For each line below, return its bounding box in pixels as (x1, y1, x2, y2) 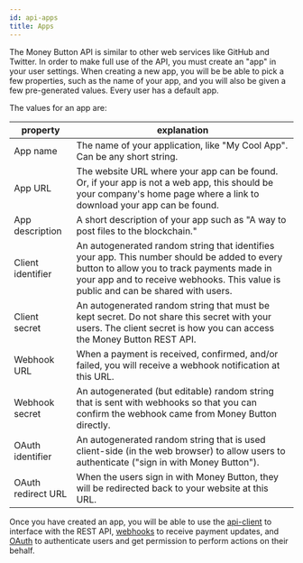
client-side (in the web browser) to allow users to (76, 444, 286, 457)
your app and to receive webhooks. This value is (76, 272, 281, 285)
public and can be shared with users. (76, 284, 233, 297)
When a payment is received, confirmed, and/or (76, 347, 279, 360)
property (21, 124, 60, 136)
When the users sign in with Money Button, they (76, 470, 280, 483)
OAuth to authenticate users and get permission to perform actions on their (9, 535, 289, 546)
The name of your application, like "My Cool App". (76, 139, 289, 152)
